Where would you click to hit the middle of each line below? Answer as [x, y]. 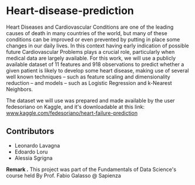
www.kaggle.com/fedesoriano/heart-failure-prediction [72, 113]
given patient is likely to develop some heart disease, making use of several [97, 70]
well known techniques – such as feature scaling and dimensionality [88, 77]
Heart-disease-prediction [70, 11]
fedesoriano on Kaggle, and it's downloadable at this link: [75, 107]
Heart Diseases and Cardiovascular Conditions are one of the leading [90, 27]
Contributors [30, 131]
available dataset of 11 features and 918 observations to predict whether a [95, 64]
